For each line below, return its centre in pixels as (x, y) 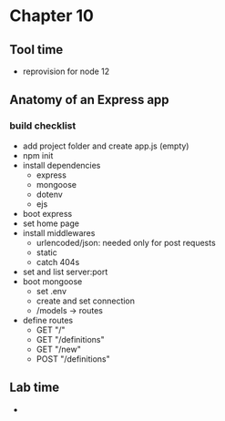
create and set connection (85, 301)
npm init (38, 155)
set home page (51, 223)
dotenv (50, 194)
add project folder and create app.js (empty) (106, 146)
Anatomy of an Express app (90, 100)
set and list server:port (65, 272)
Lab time (35, 388)
